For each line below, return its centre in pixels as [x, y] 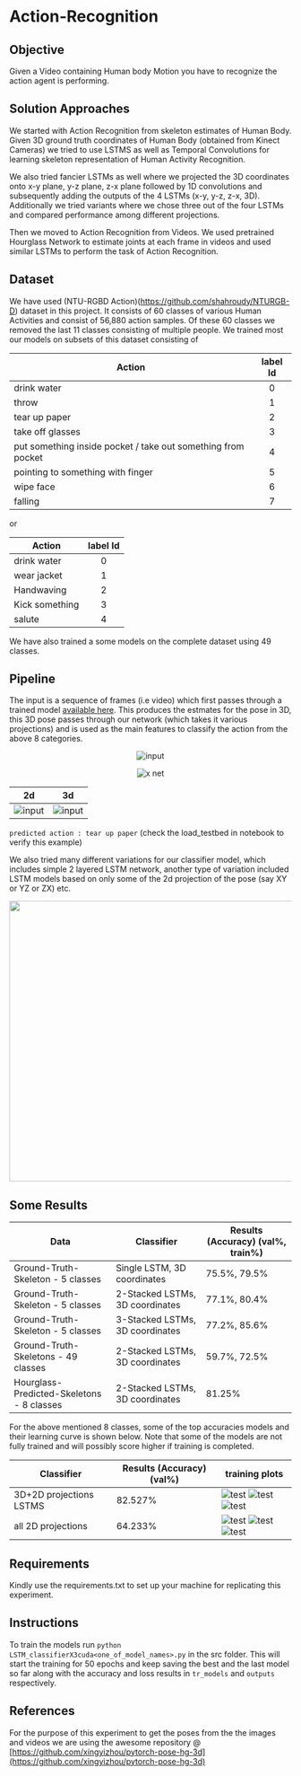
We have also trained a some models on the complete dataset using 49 [140, 641]
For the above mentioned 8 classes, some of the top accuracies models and [149, 1427]
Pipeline [33, 679]
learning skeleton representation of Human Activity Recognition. [128, 159]
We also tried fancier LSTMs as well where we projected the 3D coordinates [149, 176]
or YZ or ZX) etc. [40, 888]
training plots [254, 1474]
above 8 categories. [46, 739]
